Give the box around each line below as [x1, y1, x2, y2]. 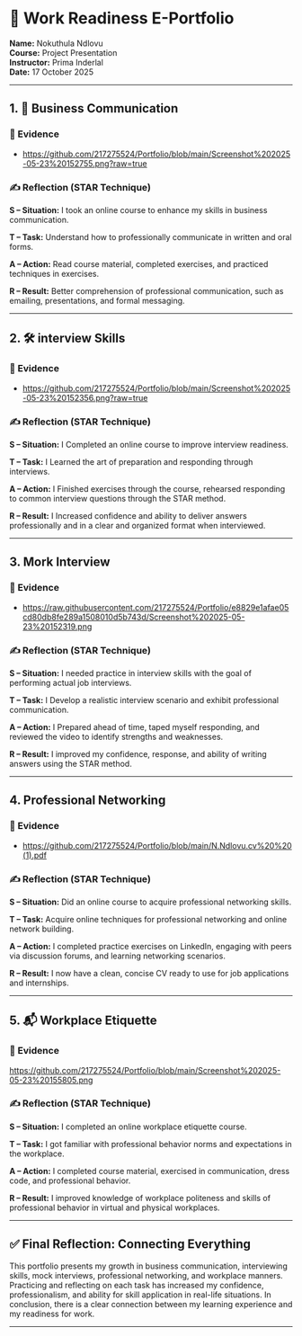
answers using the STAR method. [9, 758, 132, 769]
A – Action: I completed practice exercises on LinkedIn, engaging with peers [9, 940, 292, 951]
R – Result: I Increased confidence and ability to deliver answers [9, 510, 247, 521]
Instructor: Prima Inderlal [9, 57, 103, 67]
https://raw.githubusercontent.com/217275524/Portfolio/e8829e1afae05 [22, 601, 289, 612]
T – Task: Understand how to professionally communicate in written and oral [9, 231, 292, 242]
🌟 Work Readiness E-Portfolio [9, 8, 235, 29]
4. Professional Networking [9, 793, 166, 808]
